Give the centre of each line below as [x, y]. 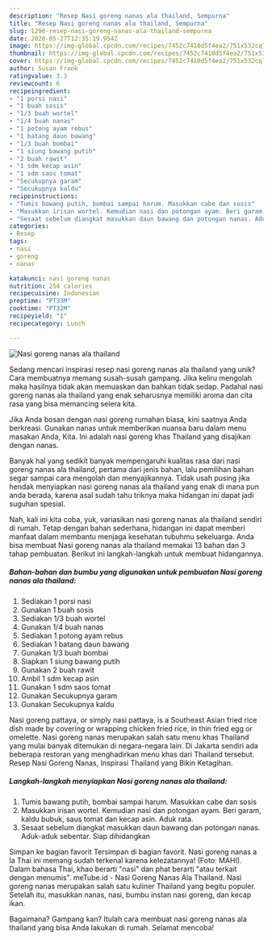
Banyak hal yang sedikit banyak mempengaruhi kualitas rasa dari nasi [125, 461]
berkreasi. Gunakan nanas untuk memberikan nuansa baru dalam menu [128, 428]
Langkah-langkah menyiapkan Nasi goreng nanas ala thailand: [118, 782]
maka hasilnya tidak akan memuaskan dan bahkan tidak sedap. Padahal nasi [136, 386]
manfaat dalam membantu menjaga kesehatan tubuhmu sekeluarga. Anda [132, 536]
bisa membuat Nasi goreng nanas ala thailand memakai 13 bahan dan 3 [127, 545]
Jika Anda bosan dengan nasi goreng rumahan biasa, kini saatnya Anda [128, 419]
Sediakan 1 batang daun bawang [75, 644]
